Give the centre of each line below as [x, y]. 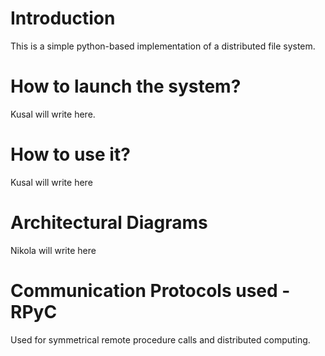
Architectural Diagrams [109, 223]
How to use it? [70, 154]
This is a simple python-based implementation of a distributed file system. [163, 46]
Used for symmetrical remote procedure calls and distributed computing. [160, 339]
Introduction [63, 18]
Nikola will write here [53, 250]
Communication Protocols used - [150, 290]
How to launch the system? [126, 86]
